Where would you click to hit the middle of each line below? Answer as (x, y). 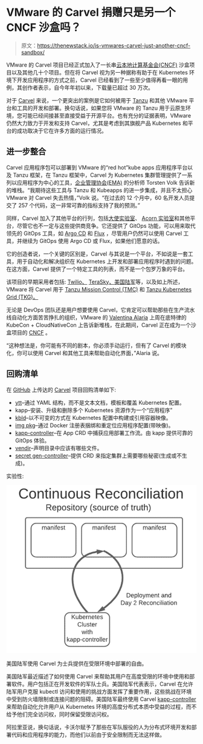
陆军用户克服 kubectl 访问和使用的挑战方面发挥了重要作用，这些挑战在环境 (99, 692)
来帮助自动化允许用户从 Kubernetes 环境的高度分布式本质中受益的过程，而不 (101, 707)
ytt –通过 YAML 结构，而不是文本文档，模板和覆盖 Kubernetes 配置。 (100, 402)
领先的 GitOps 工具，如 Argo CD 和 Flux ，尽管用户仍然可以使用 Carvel (94, 233)
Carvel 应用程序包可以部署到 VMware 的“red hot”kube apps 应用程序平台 (97, 167)
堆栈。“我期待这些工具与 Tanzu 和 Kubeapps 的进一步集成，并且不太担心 (102, 190)
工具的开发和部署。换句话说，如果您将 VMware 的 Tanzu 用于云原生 (101, 108)
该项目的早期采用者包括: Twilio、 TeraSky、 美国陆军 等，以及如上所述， (95, 282)
